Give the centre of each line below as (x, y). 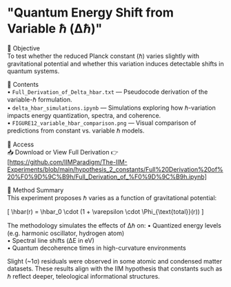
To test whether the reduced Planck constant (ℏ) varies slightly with (103, 56)
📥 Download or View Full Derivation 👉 (63, 152)
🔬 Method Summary (36, 190)
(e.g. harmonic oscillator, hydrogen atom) (66, 233)
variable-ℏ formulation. (40, 99)
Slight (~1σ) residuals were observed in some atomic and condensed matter (115, 261)
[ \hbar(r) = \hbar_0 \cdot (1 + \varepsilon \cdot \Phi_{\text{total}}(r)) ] (106, 211)
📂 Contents (23, 84)
